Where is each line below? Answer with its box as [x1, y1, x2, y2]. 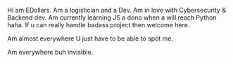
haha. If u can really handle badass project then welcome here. [7, 21, 190, 29]
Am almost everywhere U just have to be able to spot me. [7, 34, 174, 43]
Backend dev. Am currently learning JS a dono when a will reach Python [7, 13, 217, 22]
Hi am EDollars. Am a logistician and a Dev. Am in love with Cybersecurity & [7, 6, 227, 14]
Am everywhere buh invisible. [7, 48, 94, 56]
